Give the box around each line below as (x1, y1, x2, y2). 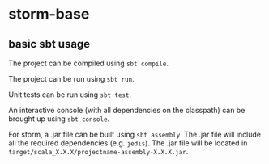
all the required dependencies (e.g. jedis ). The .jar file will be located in (8, 138, 248, 148)
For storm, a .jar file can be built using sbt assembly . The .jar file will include (8, 130, 262, 139)
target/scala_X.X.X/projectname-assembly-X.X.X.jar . (8, 147, 189, 156)
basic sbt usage (8, 37, 91, 51)
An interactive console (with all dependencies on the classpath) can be (8, 106, 246, 115)
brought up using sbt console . (8, 114, 110, 124)
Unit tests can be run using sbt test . (8, 90, 132, 99)
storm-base (8, 5, 90, 23)
